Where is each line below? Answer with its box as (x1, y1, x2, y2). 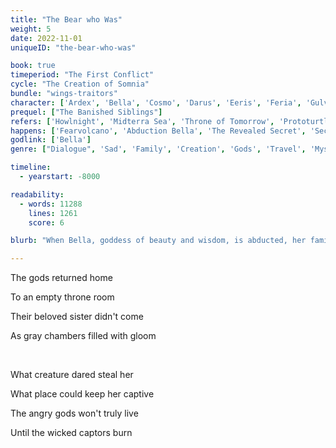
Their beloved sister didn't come (10, 311, 144, 323)
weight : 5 (10, 24, 52, 34)
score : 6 (28, 217, 65, 228)
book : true (10, 61, 56, 71)
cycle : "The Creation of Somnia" (10, 79, 150, 90)
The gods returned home (10, 272, 113, 284)
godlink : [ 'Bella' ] (10, 135, 92, 145)
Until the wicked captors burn (10, 427, 133, 439)
